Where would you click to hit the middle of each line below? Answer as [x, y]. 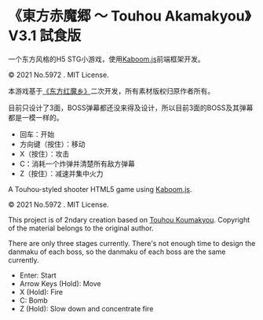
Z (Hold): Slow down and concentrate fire [86, 308]
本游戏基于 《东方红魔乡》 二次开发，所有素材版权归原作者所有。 [111, 90]
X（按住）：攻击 [44, 153]
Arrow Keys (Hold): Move [60, 283]
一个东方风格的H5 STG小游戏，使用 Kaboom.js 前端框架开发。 [107, 59]
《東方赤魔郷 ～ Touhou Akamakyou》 [130, 16]
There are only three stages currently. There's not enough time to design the [132, 243]
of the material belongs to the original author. [81, 228]
